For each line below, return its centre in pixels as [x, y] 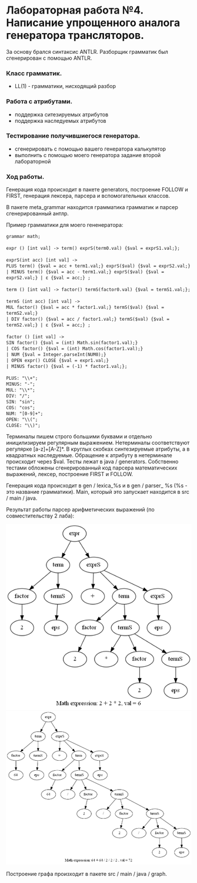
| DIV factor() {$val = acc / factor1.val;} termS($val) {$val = [88, 320]
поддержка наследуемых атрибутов [61, 120]
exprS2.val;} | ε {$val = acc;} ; [49, 278]
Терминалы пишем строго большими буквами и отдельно [79, 436]
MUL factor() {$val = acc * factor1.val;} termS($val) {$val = [85, 308]
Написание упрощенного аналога [93, 23]
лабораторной [33, 161]
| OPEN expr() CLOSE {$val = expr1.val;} [58, 361]
